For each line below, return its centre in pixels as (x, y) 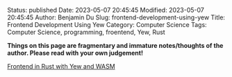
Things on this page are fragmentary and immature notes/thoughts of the (115, 45)
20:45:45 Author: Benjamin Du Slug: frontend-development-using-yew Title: (116, 17)
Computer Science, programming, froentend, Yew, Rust (86, 32)
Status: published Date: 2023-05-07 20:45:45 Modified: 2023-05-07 (106, 10)
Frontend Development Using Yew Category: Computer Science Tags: (107, 25)
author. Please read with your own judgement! (75, 53)
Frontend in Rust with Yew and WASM (61, 66)
